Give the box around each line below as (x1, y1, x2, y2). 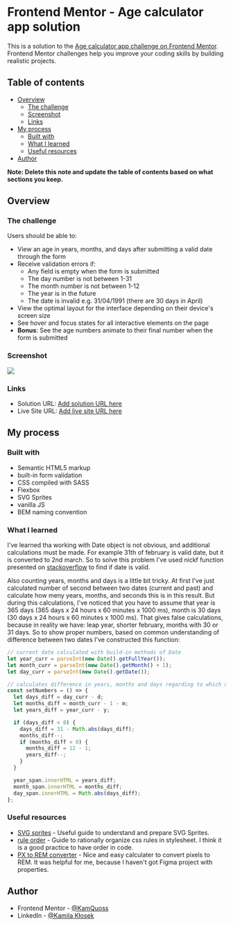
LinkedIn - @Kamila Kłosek (17, 911, 94, 920)
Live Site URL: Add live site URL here (17, 407, 123, 415)
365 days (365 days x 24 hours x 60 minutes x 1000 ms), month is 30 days (7, 606, 221, 614)
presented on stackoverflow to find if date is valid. (7, 563, 150, 571)
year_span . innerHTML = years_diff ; (13, 777, 116, 784)
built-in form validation (17, 471, 83, 479)
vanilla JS (17, 500, 45, 509)
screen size (17, 312, 51, 320)
